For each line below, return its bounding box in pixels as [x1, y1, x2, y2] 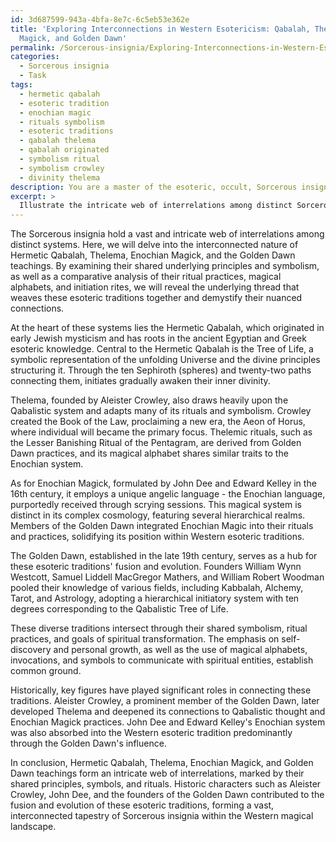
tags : [10, 80, 33, 90]
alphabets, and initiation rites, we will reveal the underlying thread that [10, 281, 300, 293]
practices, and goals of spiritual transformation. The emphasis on [10, 633, 280, 645]
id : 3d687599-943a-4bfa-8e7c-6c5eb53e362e [10, 14, 190, 25]
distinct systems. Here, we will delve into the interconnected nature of [10, 239, 299, 251]
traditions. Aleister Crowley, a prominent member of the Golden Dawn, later [10, 695, 320, 707]
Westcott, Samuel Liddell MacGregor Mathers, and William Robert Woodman [10, 571, 325, 583]
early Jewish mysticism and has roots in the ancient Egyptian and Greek [10, 332, 307, 345]
